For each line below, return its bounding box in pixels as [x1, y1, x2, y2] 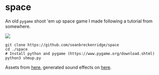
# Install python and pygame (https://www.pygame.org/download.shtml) [5, 51, 155, 56]
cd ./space [5, 46, 28, 51]
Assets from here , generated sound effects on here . [5, 64, 112, 70]
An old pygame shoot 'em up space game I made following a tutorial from [5, 18, 153, 24]
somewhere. [5, 23, 31, 29]
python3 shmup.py [5, 55, 41, 60]
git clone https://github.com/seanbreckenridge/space [5, 42, 120, 47]
